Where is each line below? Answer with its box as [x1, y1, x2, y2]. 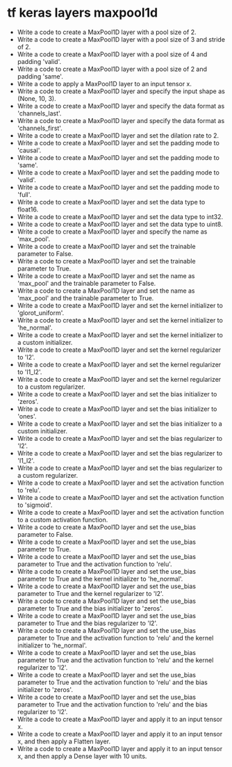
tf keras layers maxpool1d [7, 5, 158, 21]
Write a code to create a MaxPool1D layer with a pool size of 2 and [17, 65, 207, 73]
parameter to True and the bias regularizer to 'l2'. [17, 619, 158, 627]
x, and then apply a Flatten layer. [17, 737, 111, 745]
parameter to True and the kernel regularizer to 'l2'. [17, 589, 164, 597]
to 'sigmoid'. [17, 501, 53, 509]
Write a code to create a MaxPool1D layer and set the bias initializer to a [17, 419, 222, 428]
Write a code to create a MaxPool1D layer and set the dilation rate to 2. [17, 131, 219, 140]
